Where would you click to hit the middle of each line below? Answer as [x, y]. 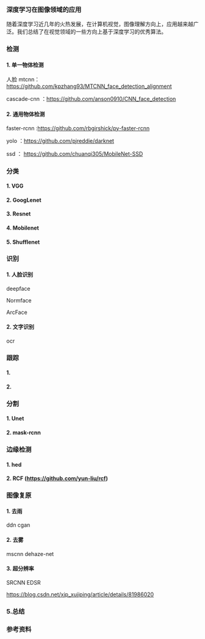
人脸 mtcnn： [23, 79]
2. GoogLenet [24, 200]
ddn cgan [18, 525]
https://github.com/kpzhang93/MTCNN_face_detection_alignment [89, 86]
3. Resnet [19, 214]
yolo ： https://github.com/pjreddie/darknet [60, 141]
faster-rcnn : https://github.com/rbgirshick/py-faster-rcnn [78, 128]
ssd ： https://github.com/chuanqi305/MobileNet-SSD [75, 153]
